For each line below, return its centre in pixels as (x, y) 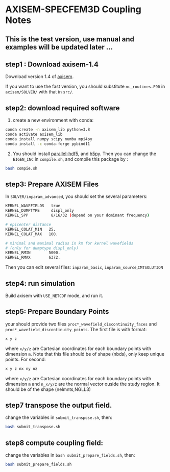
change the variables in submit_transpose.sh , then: (59, 417)
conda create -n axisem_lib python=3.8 (48, 130)
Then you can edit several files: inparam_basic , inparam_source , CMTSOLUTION (84, 267)
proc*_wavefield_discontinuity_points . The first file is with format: (76, 329)
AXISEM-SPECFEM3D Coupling (73, 9)
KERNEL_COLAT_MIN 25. (31, 229)
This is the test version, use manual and (70, 39)
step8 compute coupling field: (54, 443)
